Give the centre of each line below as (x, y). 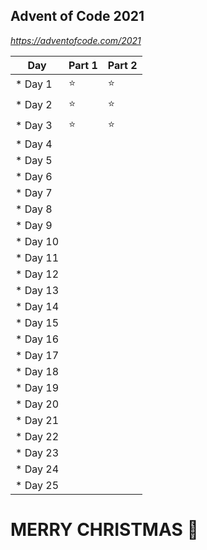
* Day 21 (37, 420)
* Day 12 (37, 274)
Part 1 (83, 65)
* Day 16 (37, 339)
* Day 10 (37, 241)
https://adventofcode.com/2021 (76, 40)
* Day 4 (34, 144)
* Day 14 (37, 306)
